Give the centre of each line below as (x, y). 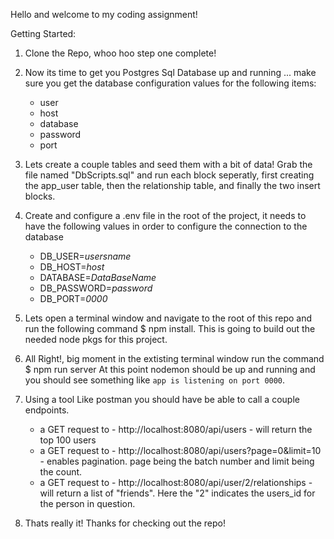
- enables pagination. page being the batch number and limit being (177, 461)
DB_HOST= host (72, 267)
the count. (61, 472)
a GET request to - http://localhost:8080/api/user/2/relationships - (176, 482)
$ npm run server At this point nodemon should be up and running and (170, 369)
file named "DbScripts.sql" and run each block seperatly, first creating (169, 175)
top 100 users (68, 440)
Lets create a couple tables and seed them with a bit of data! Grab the (168, 164)
